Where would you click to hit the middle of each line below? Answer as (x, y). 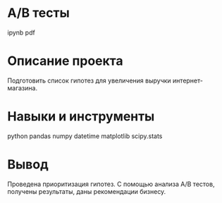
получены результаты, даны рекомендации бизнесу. (87, 191)
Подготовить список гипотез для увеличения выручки (89, 80)
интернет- (187, 80)
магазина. (22, 88)
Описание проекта (65, 61)
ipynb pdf (21, 32)
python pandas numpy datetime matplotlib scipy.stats (85, 136)
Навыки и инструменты (81, 117)
